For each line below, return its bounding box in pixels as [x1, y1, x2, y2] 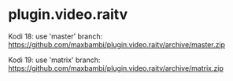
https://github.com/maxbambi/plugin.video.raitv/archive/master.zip [8, 39, 226, 49]
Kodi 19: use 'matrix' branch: [8, 55, 101, 64]
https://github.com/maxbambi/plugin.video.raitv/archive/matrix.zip [8, 63, 224, 72]
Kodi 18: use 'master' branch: [8, 31, 103, 41]
